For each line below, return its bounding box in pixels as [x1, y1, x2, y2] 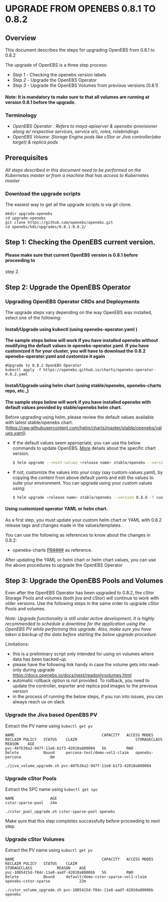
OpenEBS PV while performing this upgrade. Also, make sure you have [5, 626, 152, 632]
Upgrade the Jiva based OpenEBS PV [5, 711, 98, 718]
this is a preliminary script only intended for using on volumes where [12, 651, 154, 657]
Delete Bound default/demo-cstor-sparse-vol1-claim [5, 874, 147, 879]
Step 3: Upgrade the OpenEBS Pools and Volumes [5, 576, 163, 585]
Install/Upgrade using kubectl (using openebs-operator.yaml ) [5, 326, 138, 332]
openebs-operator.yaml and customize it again [5, 353, 105, 359]
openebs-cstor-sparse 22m [5, 879, 86, 884]
